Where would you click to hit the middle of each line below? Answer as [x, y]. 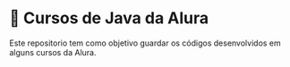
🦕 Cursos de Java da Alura [109, 18]
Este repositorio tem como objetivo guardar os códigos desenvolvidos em [145, 43]
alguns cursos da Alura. [53, 52]
